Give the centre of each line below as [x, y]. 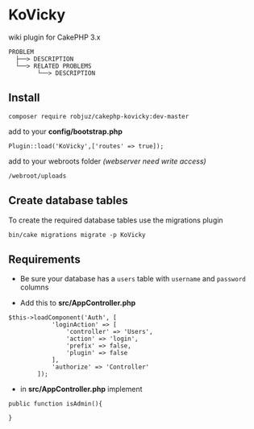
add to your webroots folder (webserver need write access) [108, 161]
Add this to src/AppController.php [78, 303]
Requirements [44, 259]
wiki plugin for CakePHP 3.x [54, 37]
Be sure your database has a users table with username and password [133, 279]
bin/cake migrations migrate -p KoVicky [77, 235]
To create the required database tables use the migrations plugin [116, 220]
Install [24, 98]
